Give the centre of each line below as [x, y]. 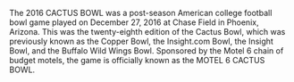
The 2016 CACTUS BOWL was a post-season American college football [141, 13]
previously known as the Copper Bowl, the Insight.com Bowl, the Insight [142, 41]
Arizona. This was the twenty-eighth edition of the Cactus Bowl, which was [147, 32]
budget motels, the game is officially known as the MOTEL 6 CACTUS [137, 60]
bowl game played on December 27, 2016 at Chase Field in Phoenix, [134, 22]
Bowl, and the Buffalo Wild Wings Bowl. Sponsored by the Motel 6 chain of [147, 51]
